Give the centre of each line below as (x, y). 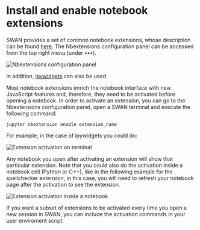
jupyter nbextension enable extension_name (62, 124)
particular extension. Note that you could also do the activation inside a (95, 165)
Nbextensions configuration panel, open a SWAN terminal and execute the (98, 107)
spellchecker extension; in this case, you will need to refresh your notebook (100, 178)
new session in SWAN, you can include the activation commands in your (96, 214)
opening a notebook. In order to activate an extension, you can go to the (96, 101)
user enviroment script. (35, 220)
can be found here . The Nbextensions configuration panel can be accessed (100, 46)
